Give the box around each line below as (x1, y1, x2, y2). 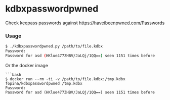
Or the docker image (5, 62, 48, 68)
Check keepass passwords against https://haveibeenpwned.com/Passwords (5, 20, 165, 26)
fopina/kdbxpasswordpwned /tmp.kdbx (5, 81, 82, 86)
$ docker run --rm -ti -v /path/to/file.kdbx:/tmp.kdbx (5, 76, 125, 81)
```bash (5, 72, 22, 77)
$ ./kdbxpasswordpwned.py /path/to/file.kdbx (5, 44, 103, 49)
